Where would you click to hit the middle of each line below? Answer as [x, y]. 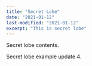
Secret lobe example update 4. [44, 56]
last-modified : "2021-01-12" [42, 23]
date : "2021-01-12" [30, 17]
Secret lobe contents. [33, 45]
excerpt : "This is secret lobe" [46, 28]
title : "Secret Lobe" [33, 12]
